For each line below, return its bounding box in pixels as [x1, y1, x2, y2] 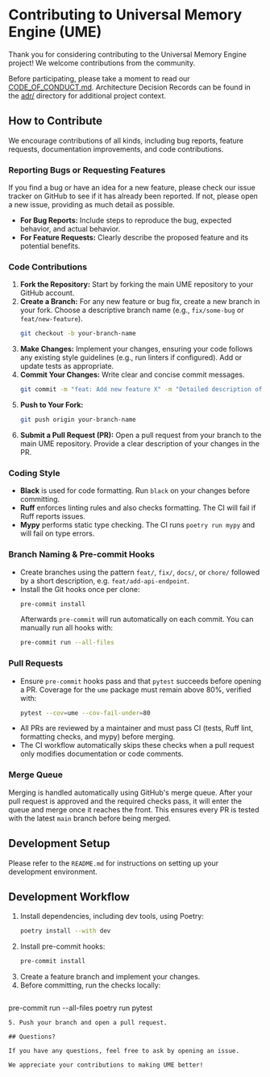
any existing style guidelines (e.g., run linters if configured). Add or [19, 353, 243, 362]
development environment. [8, 866, 98, 876]
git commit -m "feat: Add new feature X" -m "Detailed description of [19, 386, 263, 394]
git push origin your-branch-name [19, 415, 136, 424]
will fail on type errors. [19, 528, 95, 538]
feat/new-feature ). [19, 314, 83, 324]
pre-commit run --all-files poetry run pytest [8, 1003, 153, 1013]
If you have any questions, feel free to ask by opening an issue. [8, 1047, 240, 1055]
